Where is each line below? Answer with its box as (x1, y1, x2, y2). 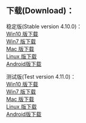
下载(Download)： (6, 5, 75, 16)
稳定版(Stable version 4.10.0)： (6, 23, 82, 30)
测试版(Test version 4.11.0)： (6, 73, 76, 80)
